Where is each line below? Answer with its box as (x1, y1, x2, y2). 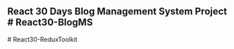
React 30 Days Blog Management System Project (7, 6, 228, 17)
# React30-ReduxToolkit (7, 35, 78, 43)
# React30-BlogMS (7, 17, 93, 29)
